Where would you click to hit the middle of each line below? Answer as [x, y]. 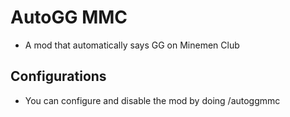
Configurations [58, 76]
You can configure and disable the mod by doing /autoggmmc [152, 100]
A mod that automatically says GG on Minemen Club [132, 45]
